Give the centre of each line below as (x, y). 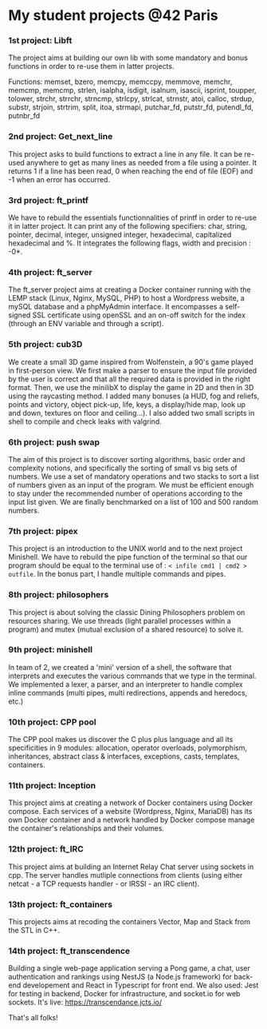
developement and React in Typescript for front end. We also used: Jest (141, 985)
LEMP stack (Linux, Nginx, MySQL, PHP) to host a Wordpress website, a (126, 298)
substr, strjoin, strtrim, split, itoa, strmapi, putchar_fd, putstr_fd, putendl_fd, (131, 107)
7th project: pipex (43, 531)
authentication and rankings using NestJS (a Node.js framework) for (120, 977)
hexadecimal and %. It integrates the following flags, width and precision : (130, 243)
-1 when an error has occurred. (59, 179)
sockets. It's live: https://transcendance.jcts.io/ (85, 1003)
